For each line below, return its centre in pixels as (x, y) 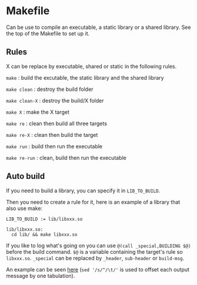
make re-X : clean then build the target (52, 135)
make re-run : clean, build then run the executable (66, 158)
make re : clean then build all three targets (57, 123)
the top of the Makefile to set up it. (48, 33)
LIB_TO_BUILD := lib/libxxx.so (44, 219)
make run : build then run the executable (54, 146)
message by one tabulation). (41, 276)
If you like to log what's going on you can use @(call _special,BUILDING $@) (98, 245)
